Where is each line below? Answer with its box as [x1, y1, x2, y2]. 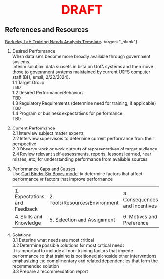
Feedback [14, 205, 38, 212]
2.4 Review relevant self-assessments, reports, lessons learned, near [12, 151, 152, 157]
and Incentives [123, 202, 157, 209]
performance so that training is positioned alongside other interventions [12, 253, 157, 258]
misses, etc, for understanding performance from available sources [12, 156, 148, 162]
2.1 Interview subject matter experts [12, 130, 84, 136]
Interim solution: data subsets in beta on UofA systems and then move [12, 64, 154, 69]
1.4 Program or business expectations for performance [12, 110, 123, 116]
